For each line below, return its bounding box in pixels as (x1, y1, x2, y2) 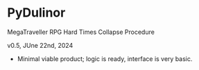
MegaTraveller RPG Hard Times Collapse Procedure (7, 28, 155, 36)
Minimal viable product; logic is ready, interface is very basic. (17, 54, 193, 63)
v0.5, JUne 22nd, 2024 (7, 41, 73, 49)
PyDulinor (7, 5, 66, 21)
